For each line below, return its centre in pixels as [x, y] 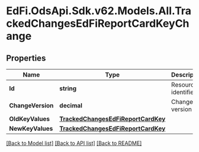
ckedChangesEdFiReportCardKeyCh [98, 23]
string [68, 88]
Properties [26, 58]
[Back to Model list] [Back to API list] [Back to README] [74, 143]
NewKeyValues [31, 129]
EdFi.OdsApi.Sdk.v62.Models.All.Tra [99, 11]
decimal [71, 105]
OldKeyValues [30, 119]
